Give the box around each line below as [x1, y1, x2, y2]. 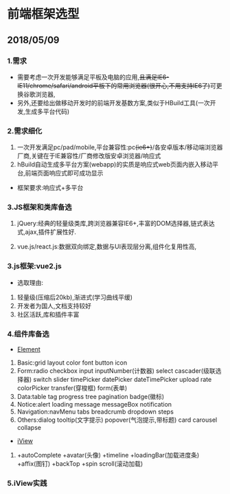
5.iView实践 [7, 478, 47, 488]
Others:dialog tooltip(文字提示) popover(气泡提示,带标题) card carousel [16, 416, 218, 424]
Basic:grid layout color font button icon [16, 358, 128, 367]
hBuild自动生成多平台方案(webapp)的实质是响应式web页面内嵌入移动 [16, 160, 213, 169]
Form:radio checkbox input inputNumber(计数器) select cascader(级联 [16, 367, 216, 375]
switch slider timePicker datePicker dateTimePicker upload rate [33, 376, 212, 384]
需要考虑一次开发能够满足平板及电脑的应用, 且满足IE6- [16, 73, 170, 81]
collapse [16, 424, 41, 432]
